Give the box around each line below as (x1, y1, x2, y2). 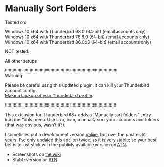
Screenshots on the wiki (12, 151, 61, 157)
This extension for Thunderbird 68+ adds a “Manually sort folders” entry (5, 111, 151, 118)
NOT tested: (5, 48, 30, 54)
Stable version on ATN (12, 156, 58, 162)
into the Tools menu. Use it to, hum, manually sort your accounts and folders (5, 117, 159, 122)
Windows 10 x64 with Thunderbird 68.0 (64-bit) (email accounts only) (5, 28, 146, 34)
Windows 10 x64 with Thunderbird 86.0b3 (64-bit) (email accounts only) (5, 39, 151, 45)
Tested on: (5, 19, 27, 25)
